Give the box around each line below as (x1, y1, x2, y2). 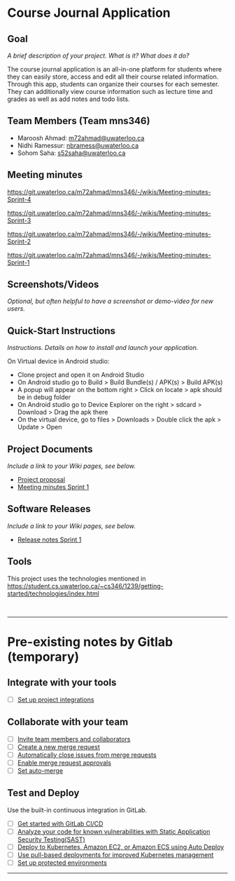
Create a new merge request (17, 742, 100, 751)
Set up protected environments (17, 858, 107, 867)
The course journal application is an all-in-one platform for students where (7, 65, 222, 73)
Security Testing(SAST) (17, 835, 85, 843)
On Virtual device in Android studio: (7, 357, 110, 365)
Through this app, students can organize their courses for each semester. (7, 80, 220, 88)
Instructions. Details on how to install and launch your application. (7, 344, 199, 352)
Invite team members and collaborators (17, 734, 131, 743)
